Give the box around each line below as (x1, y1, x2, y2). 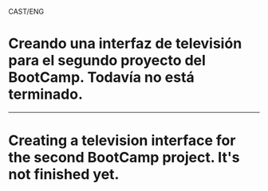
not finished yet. (8, 166, 120, 184)
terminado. (8, 85, 84, 103)
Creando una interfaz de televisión (8, 35, 242, 53)
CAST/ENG (8, 7, 45, 16)
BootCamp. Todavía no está (8, 68, 195, 87)
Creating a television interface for (8, 131, 236, 150)
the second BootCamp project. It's (8, 149, 240, 166)
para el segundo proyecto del (8, 52, 206, 70)
